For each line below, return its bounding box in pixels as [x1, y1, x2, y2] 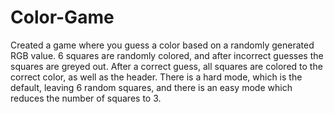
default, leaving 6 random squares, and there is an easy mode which [10, 81, 293, 93]
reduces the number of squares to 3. [10, 92, 162, 104]
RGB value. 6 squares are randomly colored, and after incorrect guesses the [10, 49, 324, 61]
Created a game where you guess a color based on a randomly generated [10, 39, 315, 51]
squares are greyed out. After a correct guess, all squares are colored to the [10, 60, 323, 72]
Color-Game [10, 6, 115, 29]
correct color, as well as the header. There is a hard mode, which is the [10, 71, 303, 83]
